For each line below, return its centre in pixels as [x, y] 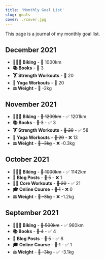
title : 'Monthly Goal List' [35, 10]
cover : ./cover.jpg [26, 19]
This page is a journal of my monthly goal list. [53, 34]
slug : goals [18, 15]
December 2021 [31, 50]
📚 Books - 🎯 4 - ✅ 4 [34, 231]
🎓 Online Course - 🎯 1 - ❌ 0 [42, 189]
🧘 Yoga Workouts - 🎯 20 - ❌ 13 [45, 137]
